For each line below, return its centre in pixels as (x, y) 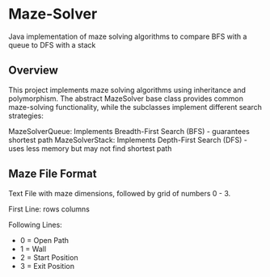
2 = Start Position (49, 257)
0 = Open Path (44, 240)
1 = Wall (33, 249)
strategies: (26, 115)
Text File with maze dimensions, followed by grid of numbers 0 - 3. (120, 193)
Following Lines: (35, 225)
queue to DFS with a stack (52, 44)
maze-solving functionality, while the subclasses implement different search (135, 107)
